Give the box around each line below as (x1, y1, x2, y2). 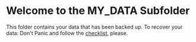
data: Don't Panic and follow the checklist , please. (6, 29, 128, 36)
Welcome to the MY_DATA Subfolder (6, 4, 190, 17)
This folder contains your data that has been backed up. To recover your (6, 23, 183, 30)
